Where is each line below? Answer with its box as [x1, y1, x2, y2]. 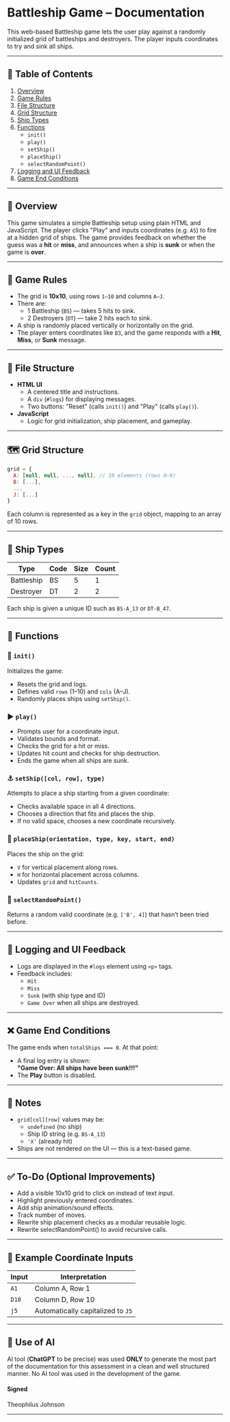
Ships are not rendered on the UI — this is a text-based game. [16, 1144, 192, 1153]
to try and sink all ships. [7, 42, 74, 50]
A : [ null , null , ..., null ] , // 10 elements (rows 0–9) [13, 472, 176, 479]
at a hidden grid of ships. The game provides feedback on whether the [7, 233, 207, 241]
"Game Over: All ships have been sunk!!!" [16, 1063, 139, 1071]
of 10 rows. [7, 517, 39, 525]
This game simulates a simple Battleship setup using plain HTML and [7, 218, 201, 227]
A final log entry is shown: [16, 1056, 91, 1065]
